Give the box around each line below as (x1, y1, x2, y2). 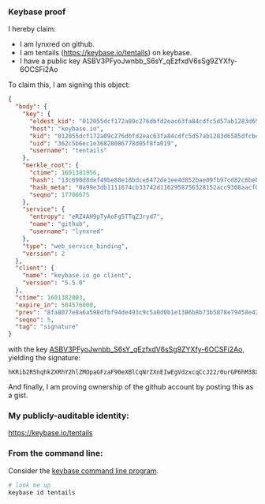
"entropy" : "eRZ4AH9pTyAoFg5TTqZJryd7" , (28, 213, 164, 221)
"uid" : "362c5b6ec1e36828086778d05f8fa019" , (28, 139, 178, 148)
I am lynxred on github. (19, 39, 95, 49)
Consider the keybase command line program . (8, 465, 159, 476)
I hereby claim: (8, 24, 57, 34)
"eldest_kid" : (28, 117, 77, 125)
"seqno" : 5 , (15, 315, 55, 324)
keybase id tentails (8, 488, 77, 496)
